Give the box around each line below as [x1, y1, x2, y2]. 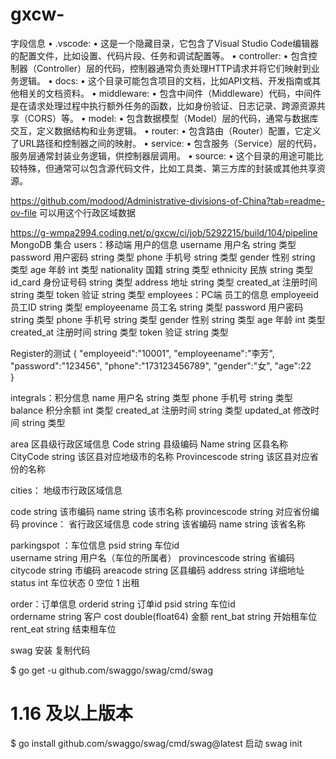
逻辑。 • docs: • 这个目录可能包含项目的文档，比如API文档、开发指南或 [18, 74, 313, 87]
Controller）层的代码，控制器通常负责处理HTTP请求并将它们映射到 [36, 62, 312, 74]
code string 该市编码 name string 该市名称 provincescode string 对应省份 [10, 505, 311, 517]
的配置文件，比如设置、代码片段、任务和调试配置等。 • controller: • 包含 [10, 49, 309, 62]
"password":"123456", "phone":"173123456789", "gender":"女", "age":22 [10, 359, 312, 372]
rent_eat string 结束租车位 [10, 623, 117, 635]
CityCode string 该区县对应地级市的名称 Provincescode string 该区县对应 [10, 450, 310, 462]
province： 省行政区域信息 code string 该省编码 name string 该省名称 [21, 518, 306, 530]
